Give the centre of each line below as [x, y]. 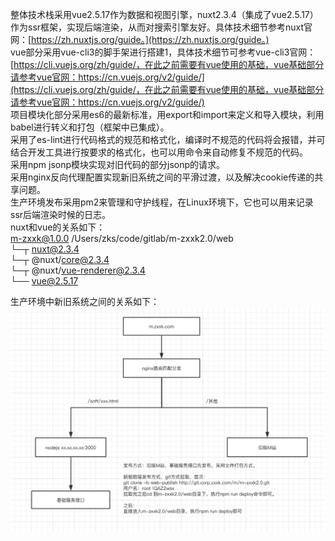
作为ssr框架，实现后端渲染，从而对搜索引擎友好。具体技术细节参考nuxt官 [161, 27]
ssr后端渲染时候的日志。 [61, 214]
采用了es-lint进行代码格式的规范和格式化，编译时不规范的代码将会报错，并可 [168, 139]
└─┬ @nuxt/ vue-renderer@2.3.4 [78, 270]
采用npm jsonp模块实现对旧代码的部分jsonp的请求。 [118, 164]
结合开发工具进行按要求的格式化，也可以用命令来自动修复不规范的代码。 [159, 152]
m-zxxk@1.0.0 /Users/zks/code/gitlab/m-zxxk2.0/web [122, 238]
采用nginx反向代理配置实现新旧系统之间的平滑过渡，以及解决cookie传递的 [162, 177]
